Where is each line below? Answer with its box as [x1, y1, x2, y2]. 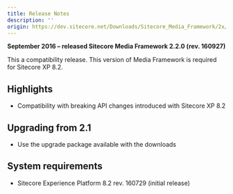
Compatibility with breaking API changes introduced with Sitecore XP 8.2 [17, 102, 226, 110]
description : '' [7, 17, 54, 24]
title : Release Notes [7, 10, 70, 17]
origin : [7, 23, 30, 30]
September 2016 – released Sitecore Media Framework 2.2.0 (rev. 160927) [7, 42, 226, 51]
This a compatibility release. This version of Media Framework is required [7, 56, 217, 64]
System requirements [7, 161, 103, 172]
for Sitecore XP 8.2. [7, 63, 64, 72]
